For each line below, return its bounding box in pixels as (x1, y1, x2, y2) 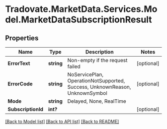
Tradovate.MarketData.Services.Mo (5, 3, 158, 15)
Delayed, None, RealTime (67, 98, 127, 105)
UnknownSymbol (67, 90, 108, 96)
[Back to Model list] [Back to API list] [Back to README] (5, 119, 119, 125)
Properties (5, 34, 39, 42)
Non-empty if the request (67, 57, 128, 64)
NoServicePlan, (67, 71, 103, 78)
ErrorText (7, 60, 30, 66)
